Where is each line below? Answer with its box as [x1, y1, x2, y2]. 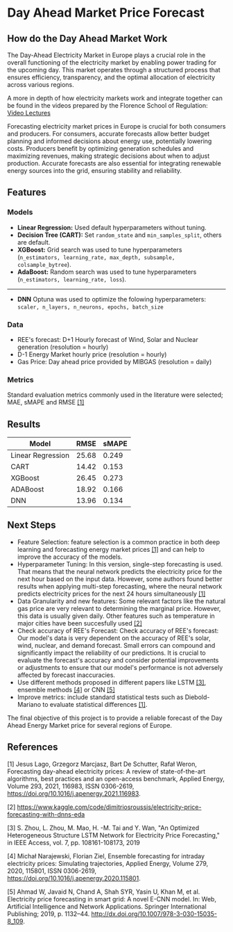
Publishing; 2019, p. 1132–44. [7, 909, 90, 918]
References [7, 742, 58, 753]
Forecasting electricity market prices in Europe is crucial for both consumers [7, 122, 226, 130]
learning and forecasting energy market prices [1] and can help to [17, 545, 205, 553]
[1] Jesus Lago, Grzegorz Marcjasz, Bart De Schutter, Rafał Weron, [7, 760, 198, 768]
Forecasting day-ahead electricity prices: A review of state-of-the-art [7, 767, 206, 776]
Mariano [17, 700, 42, 708]
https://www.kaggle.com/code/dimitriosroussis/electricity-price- [17, 803, 202, 811]
